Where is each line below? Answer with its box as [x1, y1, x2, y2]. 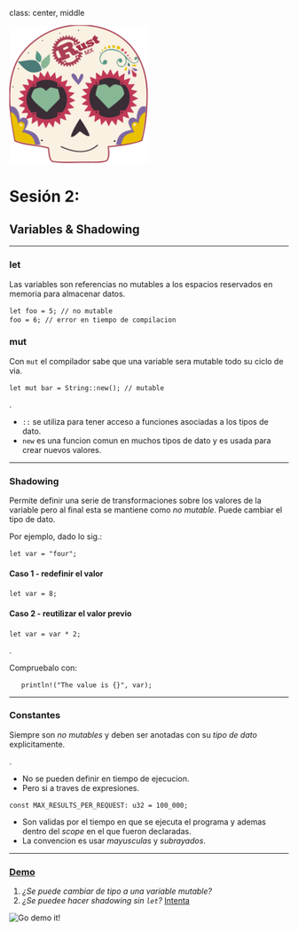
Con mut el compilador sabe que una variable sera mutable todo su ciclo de [9, 356, 284, 366]
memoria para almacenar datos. [9, 288, 126, 299]
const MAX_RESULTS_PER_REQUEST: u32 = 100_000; [9, 801, 189, 810]
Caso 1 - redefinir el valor [9, 567, 104, 579]
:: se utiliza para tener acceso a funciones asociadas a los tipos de [21, 416, 269, 426]
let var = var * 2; [9, 630, 82, 638]
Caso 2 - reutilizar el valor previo [9, 607, 132, 619]
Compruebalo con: [9, 662, 78, 673]
